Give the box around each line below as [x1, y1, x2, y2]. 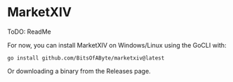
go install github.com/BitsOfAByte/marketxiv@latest [7, 54, 165, 62]
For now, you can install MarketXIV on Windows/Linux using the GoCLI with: [7, 41, 227, 49]
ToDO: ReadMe [7, 27, 51, 36]
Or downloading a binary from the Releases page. [7, 67, 151, 75]
